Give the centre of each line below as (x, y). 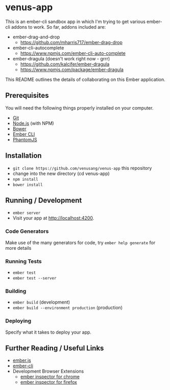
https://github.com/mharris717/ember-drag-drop (71, 42)
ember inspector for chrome (50, 377)
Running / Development (44, 200)
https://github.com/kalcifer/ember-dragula (65, 64)
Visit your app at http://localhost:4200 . (53, 218)
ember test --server (34, 278)
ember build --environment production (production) (68, 308)
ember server (27, 213)
